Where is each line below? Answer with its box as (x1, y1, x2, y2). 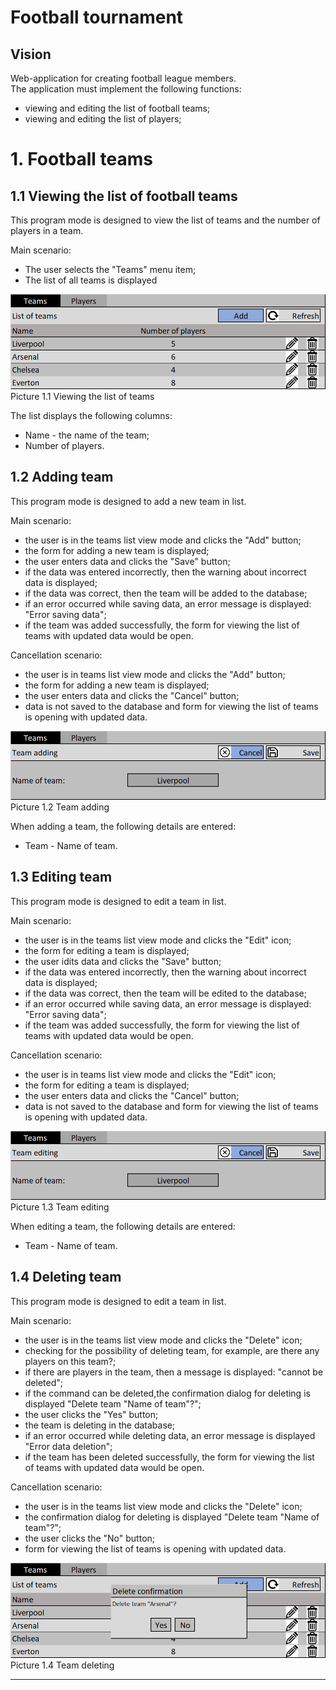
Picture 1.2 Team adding (10, 801, 110, 813)
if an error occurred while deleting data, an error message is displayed (24, 1429, 316, 1441)
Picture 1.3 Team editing (10, 1201, 110, 1213)
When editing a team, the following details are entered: (10, 1221, 236, 1233)
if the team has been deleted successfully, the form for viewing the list (24, 1451, 315, 1463)
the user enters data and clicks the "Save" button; (24, 555, 231, 567)
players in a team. (10, 225, 84, 236)
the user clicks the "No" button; (24, 1532, 156, 1544)
